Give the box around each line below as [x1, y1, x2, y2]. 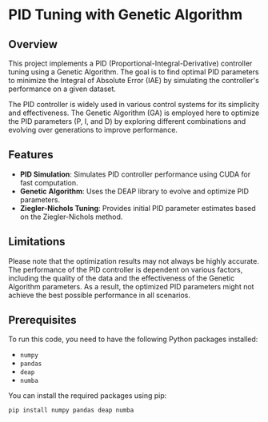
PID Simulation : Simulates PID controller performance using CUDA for [19, 169, 250, 179]
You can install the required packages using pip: [8, 391, 167, 400]
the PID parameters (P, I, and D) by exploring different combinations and [8, 117, 246, 125]
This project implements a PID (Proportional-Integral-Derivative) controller [8, 58, 253, 68]
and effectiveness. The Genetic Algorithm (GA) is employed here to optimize [8, 108, 260, 117]
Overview [8, 38, 58, 51]
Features [8, 148, 54, 161]
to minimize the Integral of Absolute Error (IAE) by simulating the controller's [8, 76, 260, 85]
